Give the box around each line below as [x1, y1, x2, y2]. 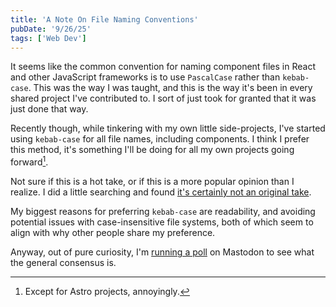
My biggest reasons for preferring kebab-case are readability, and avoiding [10, 206, 316, 218]
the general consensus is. [10, 257, 117, 269]
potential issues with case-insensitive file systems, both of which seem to [10, 216, 314, 228]
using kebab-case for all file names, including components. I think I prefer [10, 133, 310, 145]
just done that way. [10, 103, 89, 115]
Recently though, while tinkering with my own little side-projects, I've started [10, 122, 326, 135]
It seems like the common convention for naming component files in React [10, 61, 316, 73]
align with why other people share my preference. [10, 227, 216, 239]
